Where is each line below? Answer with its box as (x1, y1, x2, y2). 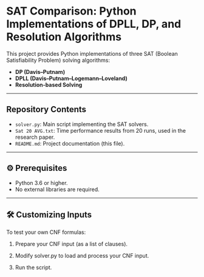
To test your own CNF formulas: (6, 229, 86, 236)
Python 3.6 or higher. (15, 179, 68, 186)
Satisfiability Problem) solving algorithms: (6, 56, 110, 64)
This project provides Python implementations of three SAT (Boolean (6, 50, 178, 57)
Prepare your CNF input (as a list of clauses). (15, 241, 128, 248)
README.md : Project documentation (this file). (15, 139, 125, 147)
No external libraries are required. (15, 185, 100, 193)
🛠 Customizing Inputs (6, 209, 92, 219)
